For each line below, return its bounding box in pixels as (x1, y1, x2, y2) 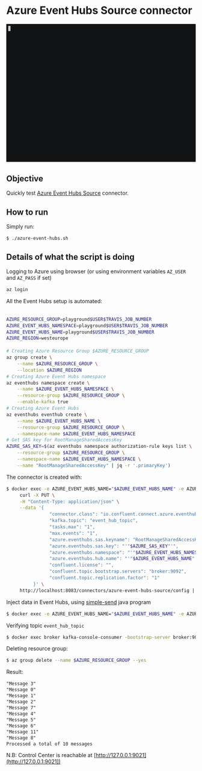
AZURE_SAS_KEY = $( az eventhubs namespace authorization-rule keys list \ (6, 444, 192, 450)
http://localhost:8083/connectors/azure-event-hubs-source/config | (19, 587, 195, 594)
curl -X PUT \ (19, 492, 55, 498)
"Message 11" (6, 729, 39, 735)
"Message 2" (6, 699, 36, 705)
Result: (6, 669, 23, 676)
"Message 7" (6, 705, 36, 711)
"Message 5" (6, 717, 36, 723)
